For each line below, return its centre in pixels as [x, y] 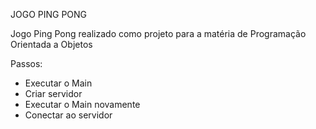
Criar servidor [53, 93]
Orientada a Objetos [51, 44]
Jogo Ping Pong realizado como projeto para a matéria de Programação [158, 33]
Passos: [26, 63]
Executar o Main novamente [82, 104]
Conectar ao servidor [68, 115]
